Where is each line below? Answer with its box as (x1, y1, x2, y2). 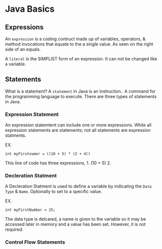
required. (5, 226, 23, 232)
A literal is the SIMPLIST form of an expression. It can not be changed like (5, 56, 158, 62)
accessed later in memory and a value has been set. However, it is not (5, 222, 146, 227)
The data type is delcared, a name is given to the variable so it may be (5, 216, 146, 222)
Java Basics (5, 3, 55, 15)
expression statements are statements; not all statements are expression (5, 127, 151, 133)
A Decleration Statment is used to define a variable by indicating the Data (5, 183, 152, 189)
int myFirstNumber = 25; (5, 207, 56, 213)
